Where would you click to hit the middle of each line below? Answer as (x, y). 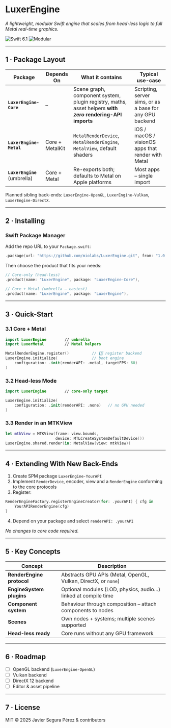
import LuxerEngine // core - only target (57, 391)
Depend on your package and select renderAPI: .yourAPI (73, 521)
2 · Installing (25, 221)
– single (144, 175)
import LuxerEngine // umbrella (48, 340)
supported (74, 625)
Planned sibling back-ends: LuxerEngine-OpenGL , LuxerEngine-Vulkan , (77, 194)
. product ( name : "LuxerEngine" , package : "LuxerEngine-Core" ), (73, 280)
